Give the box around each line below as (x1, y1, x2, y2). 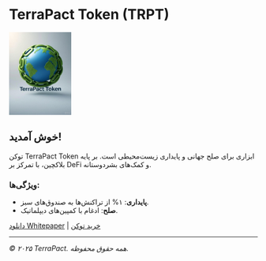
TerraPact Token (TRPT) (9, 6, 170, 24)
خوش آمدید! (9, 130, 62, 144)
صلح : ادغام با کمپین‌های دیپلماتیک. (20, 206, 118, 215)
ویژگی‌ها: (9, 179, 40, 190)
